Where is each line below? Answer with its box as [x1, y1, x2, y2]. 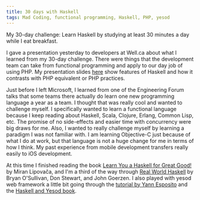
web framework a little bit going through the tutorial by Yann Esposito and [6, 181, 187, 188]
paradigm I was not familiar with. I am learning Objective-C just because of [6, 130, 191, 138]
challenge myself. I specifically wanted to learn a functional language [6, 105, 177, 112]
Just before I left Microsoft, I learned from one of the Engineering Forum [6, 86, 184, 93]
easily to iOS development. [6, 150, 72, 157]
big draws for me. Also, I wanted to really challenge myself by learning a [6, 124, 184, 132]
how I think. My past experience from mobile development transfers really [6, 144, 189, 151]
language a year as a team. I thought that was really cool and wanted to [6, 98, 183, 106]
